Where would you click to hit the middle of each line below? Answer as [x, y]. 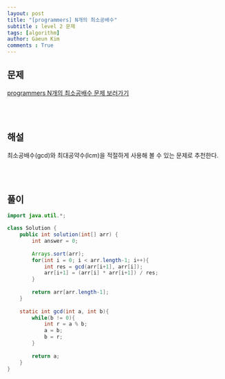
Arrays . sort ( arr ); [58, 254]
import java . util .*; [37, 216]
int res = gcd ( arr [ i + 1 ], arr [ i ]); [93, 267]
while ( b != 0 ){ [54, 318]
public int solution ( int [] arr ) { [69, 235]
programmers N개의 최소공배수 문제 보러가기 [68, 93]
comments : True [30, 45]
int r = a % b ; [66, 324]
